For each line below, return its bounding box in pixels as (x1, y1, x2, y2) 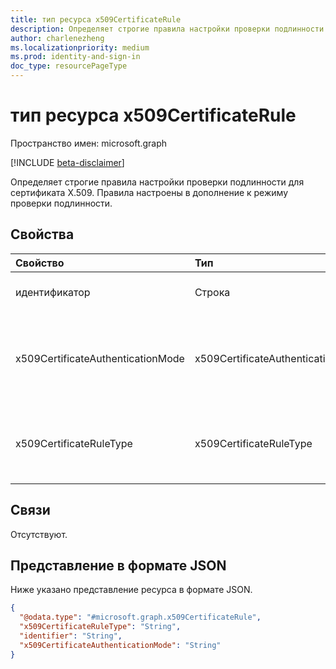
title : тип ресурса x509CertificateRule (10, 14, 182, 25)
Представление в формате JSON (10, 557, 227, 574)
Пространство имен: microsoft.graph (10, 137, 168, 149)
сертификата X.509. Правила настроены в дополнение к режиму (10, 186, 289, 198)
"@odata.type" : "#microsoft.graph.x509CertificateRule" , (19, 612, 262, 623)
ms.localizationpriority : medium (10, 42, 150, 53)
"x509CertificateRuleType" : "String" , (19, 622, 182, 632)
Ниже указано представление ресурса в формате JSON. (10, 584, 253, 596)
